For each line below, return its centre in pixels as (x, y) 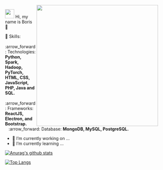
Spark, (12, 62)
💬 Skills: (13, 36)
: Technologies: (20, 52)
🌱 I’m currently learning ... (38, 143)
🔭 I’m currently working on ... (41, 138)
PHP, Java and (20, 88)
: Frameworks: (19, 108)
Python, (13, 57)
